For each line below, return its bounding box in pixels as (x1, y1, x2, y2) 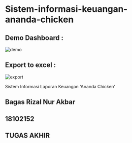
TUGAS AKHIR (5, 131, 50, 140)
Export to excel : (5, 61, 56, 70)
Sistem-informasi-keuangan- (5, 3, 128, 15)
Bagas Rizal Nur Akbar (5, 98, 75, 107)
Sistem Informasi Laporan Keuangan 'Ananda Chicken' (5, 83, 116, 89)
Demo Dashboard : (5, 34, 64, 42)
